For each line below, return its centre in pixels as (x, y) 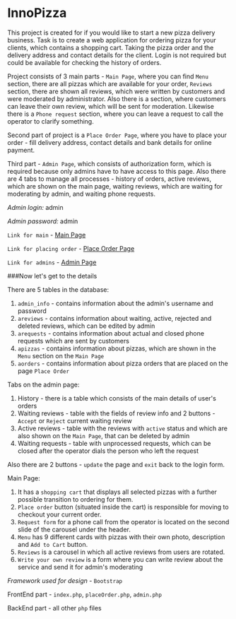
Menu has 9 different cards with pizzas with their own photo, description (121, 537)
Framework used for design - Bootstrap (65, 580)
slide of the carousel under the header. (74, 529)
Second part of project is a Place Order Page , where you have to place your (117, 135)
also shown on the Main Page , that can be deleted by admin (104, 435)
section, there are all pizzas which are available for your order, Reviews (110, 83)
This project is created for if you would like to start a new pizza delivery (111, 33)
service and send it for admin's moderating (80, 567)
